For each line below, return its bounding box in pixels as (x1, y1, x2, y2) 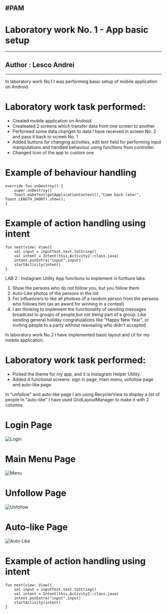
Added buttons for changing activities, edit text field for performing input (12, 139, 162, 145)
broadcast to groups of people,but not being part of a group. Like (12, 311, 147, 317)
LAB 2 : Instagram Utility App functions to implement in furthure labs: (5, 275, 147, 281)
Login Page (5, 419, 52, 431)
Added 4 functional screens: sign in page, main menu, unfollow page (12, 376, 154, 382)
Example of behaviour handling (5, 167, 137, 179)
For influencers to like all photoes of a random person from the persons (12, 296, 159, 302)
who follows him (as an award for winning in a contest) (12, 301, 125, 307)
